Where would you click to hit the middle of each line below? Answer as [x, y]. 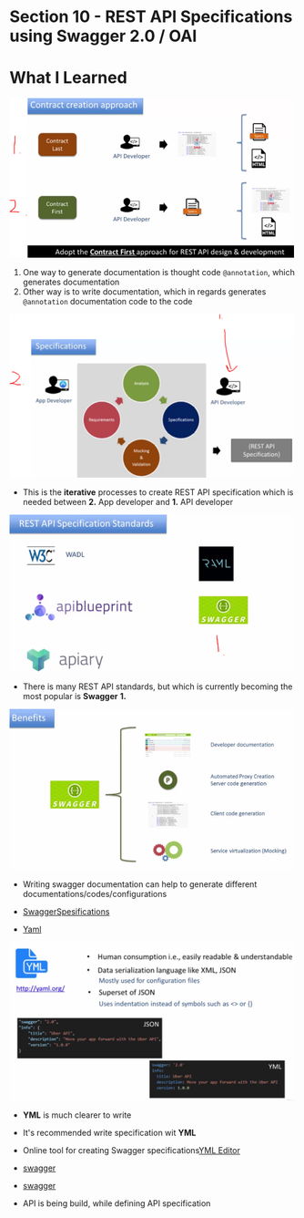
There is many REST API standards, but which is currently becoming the [157, 686]
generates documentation [71, 282]
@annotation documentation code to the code [107, 302]
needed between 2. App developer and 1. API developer [128, 501]
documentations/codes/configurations [95, 893]
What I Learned [68, 78]
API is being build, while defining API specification [117, 1203]
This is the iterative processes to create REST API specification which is [158, 492]
